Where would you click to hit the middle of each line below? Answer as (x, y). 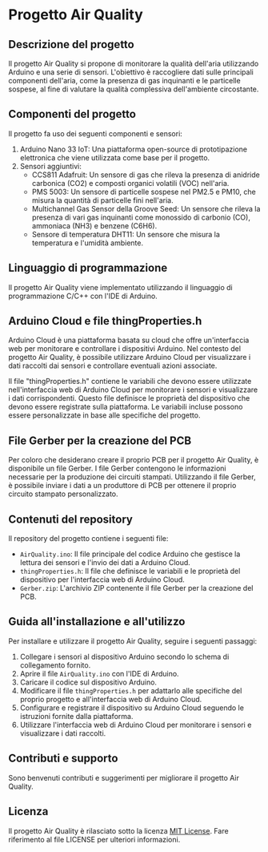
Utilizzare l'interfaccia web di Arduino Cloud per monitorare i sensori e (136, 725)
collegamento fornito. (55, 665)
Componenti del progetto (72, 114)
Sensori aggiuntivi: (50, 166)
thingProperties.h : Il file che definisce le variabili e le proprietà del (130, 571)
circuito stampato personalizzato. (63, 494)
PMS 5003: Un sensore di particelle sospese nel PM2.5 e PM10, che (144, 192)
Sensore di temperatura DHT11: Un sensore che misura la (126, 234)
